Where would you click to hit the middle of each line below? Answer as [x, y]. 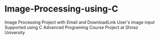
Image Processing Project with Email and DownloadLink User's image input [80, 22]
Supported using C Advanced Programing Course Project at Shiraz [71, 27]
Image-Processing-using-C [62, 9]
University [15, 32]
